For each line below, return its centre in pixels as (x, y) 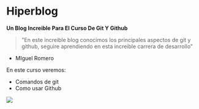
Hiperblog (32, 11)
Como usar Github (38, 88)
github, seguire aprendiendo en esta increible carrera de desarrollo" (107, 46)
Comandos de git (37, 82)
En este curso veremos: (36, 70)
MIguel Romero (34, 58)
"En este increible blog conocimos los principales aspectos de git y (106, 40)
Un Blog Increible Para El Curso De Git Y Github (67, 28)
